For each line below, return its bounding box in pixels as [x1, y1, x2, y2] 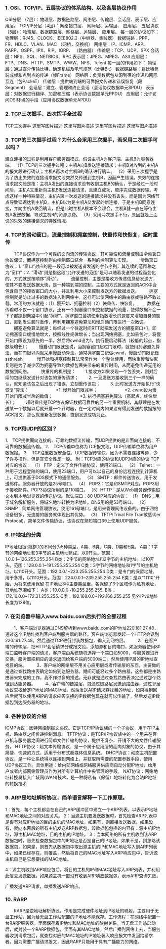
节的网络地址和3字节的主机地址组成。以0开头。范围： [5, 550, 115, 556]
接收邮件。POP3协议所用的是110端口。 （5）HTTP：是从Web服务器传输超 [9, 487, 160, 493]
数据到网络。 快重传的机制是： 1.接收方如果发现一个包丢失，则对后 [5, 369, 158, 375]
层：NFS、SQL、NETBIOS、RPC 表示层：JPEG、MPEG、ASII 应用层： [5, 53, 149, 60]
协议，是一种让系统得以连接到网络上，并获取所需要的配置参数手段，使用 [5, 756, 152, 762]
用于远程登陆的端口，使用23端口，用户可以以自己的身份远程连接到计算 [9, 469, 154, 474]
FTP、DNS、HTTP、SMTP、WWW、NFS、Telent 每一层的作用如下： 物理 [5, 60, 157, 66]
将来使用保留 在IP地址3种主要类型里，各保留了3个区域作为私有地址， [18, 580, 159, 587]
